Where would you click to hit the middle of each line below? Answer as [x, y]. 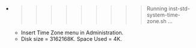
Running [157, 9]
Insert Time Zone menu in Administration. [72, 33]
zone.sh [157, 21]
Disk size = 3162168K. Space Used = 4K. [71, 39]
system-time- [163, 15]
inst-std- [179, 9]
